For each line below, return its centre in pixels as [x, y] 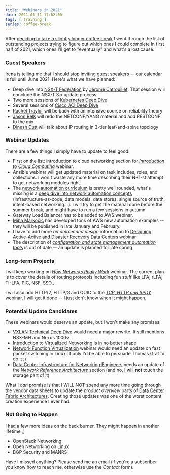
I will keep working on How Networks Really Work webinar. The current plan [85, 272]
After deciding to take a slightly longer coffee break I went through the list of [85, 39]
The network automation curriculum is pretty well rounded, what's [82, 188]
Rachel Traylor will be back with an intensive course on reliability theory [88, 110]
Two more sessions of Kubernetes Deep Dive [60, 100]
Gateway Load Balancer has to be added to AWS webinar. [73, 215]
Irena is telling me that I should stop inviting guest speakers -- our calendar [84, 74]
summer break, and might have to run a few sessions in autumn [79, 210]
